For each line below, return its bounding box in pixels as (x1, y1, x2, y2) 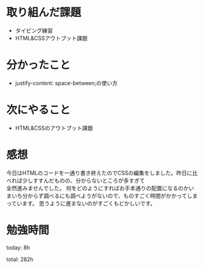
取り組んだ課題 (6, 5, 82, 19)
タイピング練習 (15, 27, 53, 34)
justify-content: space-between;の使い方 (15, 79, 118, 86)
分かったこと (6, 58, 71, 72)
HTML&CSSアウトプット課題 (15, 34, 88, 41)
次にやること (6, 103, 71, 117)
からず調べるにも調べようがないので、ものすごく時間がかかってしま (27, 192, 198, 199)
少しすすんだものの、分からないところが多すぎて (22, 177, 145, 184)
